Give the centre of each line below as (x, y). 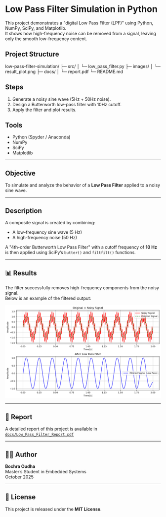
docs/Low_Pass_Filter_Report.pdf (40, 435)
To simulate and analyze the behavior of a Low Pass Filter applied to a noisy (83, 185)
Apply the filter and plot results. (44, 110)
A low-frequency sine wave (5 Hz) (47, 232)
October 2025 (19, 477)
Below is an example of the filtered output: (48, 298)
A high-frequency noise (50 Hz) (45, 237)
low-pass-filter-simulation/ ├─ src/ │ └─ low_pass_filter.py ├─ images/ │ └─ (83, 66)
